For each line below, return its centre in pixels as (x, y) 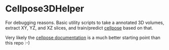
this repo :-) (18, 42)
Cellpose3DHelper (45, 9)
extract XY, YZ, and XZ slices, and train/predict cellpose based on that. (79, 27)
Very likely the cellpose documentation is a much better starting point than (83, 37)
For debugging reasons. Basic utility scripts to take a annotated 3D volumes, (85, 22)
